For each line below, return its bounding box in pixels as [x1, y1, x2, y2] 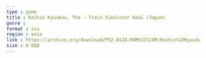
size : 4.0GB [6, 43, 40, 49]
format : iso [6, 25, 40, 32]
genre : [6, 20, 26, 26]
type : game [6, 8, 37, 15]
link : [6, 37, 23, 43]
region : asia [6, 31, 43, 37]
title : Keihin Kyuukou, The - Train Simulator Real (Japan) [6, 14, 166, 21]
